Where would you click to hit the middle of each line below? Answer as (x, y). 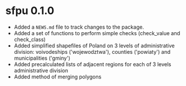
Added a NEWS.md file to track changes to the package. (79, 27)
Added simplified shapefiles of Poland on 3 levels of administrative (94, 46)
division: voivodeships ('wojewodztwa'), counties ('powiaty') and (92, 51)
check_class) (30, 39)
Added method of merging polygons (58, 77)
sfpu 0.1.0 (30, 11)
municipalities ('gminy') (42, 58)
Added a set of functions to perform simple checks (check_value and (97, 33)
